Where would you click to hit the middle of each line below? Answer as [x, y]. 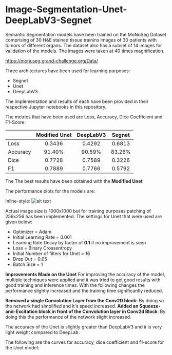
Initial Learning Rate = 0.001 [42, 237]
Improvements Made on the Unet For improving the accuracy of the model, [85, 274]
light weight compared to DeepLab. [43, 332]
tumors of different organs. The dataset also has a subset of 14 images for [84, 45]
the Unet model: [22, 347]
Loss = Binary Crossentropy [42, 248]
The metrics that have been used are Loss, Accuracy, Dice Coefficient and [84, 117]
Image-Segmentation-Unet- [66, 9]
